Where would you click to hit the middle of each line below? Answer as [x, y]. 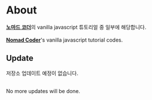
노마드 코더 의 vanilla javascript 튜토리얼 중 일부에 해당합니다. [76, 27]
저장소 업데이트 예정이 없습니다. [42, 73]
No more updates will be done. [43, 91]
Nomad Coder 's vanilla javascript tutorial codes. [65, 40]
